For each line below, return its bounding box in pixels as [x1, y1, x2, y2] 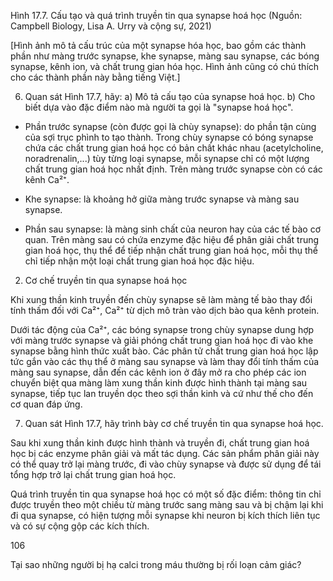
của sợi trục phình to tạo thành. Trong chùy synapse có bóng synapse [24, 131, 314, 143]
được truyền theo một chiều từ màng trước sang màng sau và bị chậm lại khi [10, 499, 324, 510]
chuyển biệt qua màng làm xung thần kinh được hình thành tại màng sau [10, 377, 308, 389]
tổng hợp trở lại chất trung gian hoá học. [10, 469, 177, 480]
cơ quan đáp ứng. [10, 398, 83, 410]
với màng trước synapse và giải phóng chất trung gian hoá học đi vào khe [10, 335, 314, 346]
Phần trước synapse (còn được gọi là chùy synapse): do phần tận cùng [24, 121, 317, 132]
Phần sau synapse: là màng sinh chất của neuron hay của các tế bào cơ [24, 223, 322, 235]
